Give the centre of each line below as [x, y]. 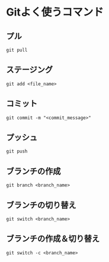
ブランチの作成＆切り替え [53, 239]
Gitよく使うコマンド [55, 12]
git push [17, 152]
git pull [17, 50]
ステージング [30, 70]
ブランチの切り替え [41, 205]
